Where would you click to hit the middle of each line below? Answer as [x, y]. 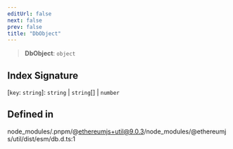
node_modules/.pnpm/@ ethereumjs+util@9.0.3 [76, 131]
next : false [25, 20]
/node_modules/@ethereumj [185, 131]
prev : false [25, 27]
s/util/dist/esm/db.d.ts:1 [42, 138]
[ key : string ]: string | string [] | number [63, 93]
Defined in [31, 114]
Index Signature [43, 76]
